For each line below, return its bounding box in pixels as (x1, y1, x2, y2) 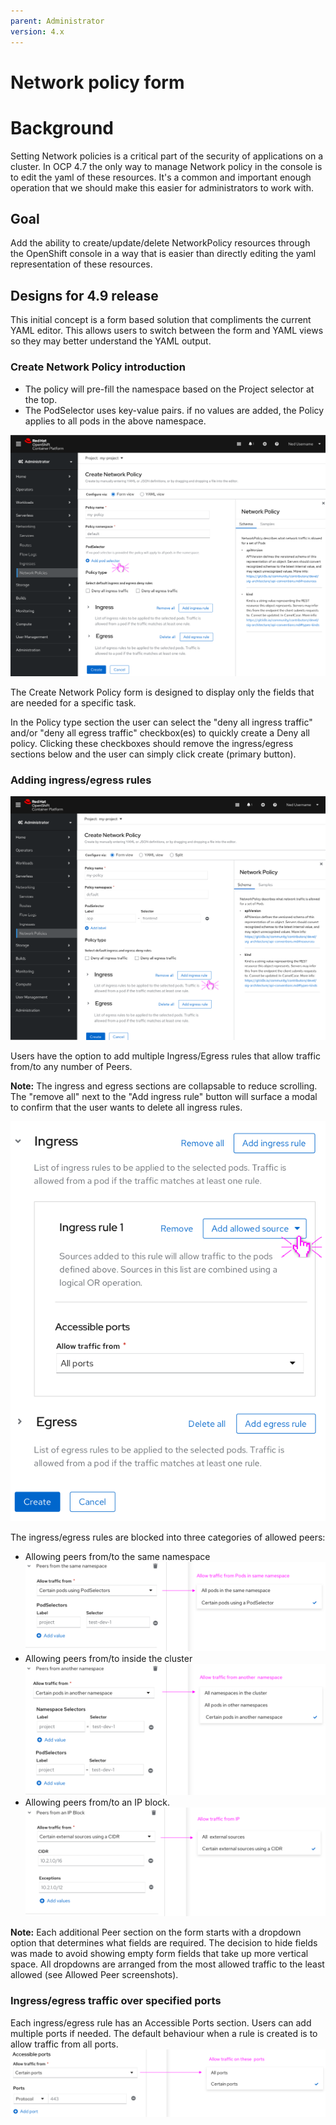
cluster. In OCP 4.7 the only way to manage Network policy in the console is (10, 160, 323, 172)
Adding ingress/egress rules (10, 773, 152, 787)
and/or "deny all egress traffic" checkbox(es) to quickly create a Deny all (10, 726, 310, 739)
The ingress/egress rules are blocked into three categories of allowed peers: (10, 1531, 326, 1544)
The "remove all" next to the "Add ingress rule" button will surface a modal (10, 1090, 318, 1102)
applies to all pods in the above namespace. (24, 415, 207, 427)
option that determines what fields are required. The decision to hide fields (10, 1937, 318, 1949)
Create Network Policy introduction (10, 360, 186, 374)
